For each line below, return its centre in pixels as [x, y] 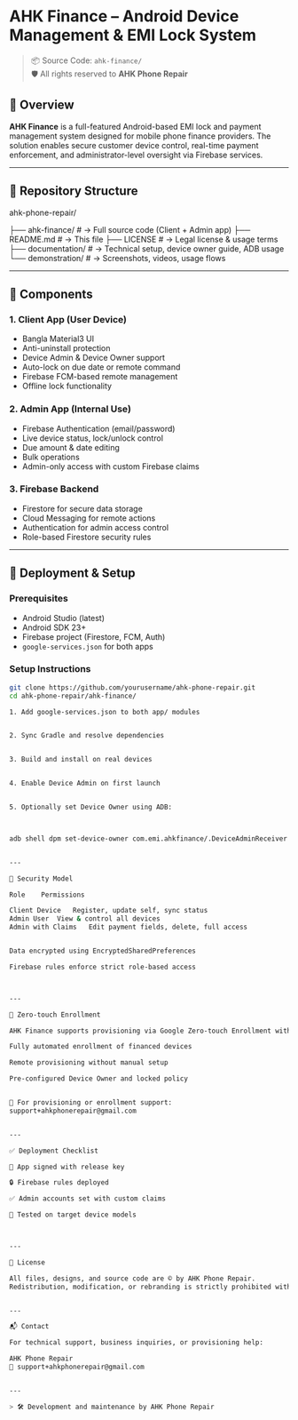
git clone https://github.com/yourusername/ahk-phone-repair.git [132, 687]
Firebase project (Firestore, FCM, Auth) [94, 636]
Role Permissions [47, 895]
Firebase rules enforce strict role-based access [103, 967]
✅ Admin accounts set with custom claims [88, 1199]
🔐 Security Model [41, 878]
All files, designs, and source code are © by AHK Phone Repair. [132, 1278]
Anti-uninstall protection [66, 348]
